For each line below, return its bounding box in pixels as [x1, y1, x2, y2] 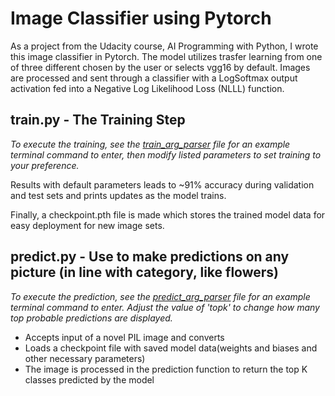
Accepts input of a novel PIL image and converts [24, 331, 225, 343]
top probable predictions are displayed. [10, 312, 173, 324]
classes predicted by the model [24, 373, 155, 386]
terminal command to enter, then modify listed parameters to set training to [10, 148, 322, 161]
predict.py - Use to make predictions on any [10, 248, 290, 266]
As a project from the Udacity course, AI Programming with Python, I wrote [10, 40, 319, 52]
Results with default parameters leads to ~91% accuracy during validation [10, 178, 315, 191]
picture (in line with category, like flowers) [10, 264, 279, 281]
